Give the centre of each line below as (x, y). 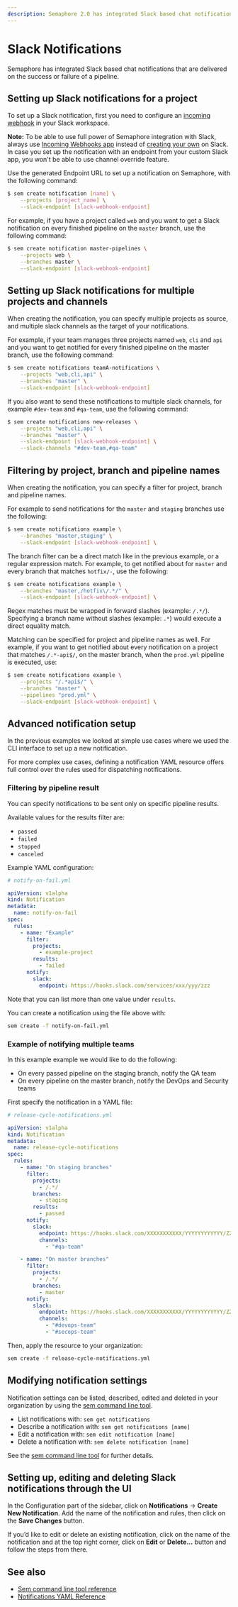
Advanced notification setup (72, 724)
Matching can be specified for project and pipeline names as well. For (109, 640)
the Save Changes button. (46, 1521)
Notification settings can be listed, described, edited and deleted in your (113, 1398)
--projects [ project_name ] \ (63, 200)
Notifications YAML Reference (62, 1596)
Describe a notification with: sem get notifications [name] (104, 1426)
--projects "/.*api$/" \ (57, 682)
